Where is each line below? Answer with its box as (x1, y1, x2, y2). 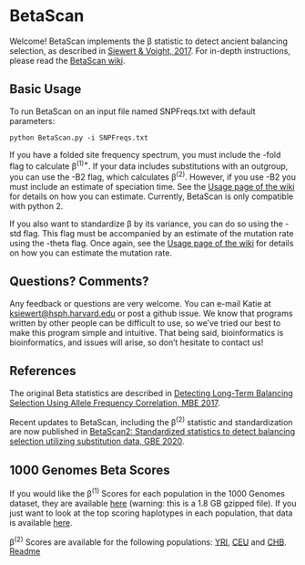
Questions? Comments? (9, 274, 149, 289)
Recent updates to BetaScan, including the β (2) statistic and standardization (9, 414, 293, 427)
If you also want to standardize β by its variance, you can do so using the (9, 218, 284, 229)
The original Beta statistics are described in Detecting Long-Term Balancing (9, 387, 293, 398)
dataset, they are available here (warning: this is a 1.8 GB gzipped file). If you (9, 497, 297, 508)
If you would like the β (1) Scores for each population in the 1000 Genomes (9, 487, 285, 498)
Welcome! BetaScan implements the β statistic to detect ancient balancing (9, 36, 289, 47)
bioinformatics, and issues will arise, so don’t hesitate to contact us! (9, 337, 264, 348)
